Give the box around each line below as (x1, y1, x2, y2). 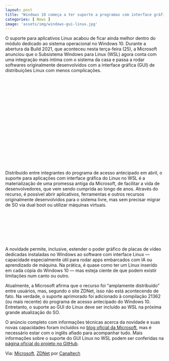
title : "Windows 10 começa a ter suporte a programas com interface (5, 12, 152, 17)
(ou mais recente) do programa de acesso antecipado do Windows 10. (5, 298, 151, 305)
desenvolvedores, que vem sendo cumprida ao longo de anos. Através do (5, 186, 158, 192)
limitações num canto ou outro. (5, 273, 69, 279)
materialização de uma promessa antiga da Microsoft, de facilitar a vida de (5, 180, 160, 187)
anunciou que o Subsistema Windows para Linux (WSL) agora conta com (5, 51, 157, 57)
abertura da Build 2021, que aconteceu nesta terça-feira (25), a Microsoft (5, 46, 157, 52)
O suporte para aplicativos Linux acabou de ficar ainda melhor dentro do (5, 35, 156, 41)
